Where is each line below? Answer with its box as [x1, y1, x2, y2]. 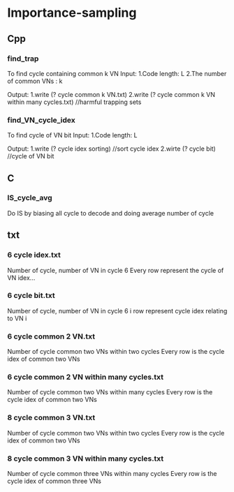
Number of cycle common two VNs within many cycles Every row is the [7, 388, 213, 396]
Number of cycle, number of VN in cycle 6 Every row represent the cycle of [7, 266, 224, 274]
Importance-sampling [7, 5, 137, 21]
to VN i [7, 314, 27, 322]
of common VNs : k [7, 77, 63, 85]
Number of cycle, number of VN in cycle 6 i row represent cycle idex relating [7, 306, 228, 315]
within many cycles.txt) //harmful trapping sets [7, 98, 142, 106]
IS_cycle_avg [7, 193, 52, 203]
